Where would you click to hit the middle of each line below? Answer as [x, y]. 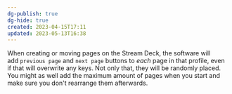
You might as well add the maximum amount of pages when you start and [114, 76]
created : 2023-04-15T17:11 [47, 27]
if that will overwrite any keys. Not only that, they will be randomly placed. [114, 68]
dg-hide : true [28, 20]
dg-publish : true [33, 14]
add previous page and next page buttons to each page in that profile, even [116, 61]
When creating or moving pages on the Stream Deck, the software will [109, 53]
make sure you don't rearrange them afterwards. [78, 83]
